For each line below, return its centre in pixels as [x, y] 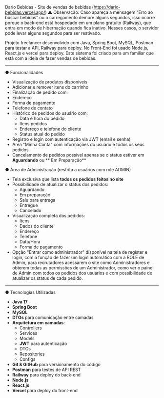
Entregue [29, 205]
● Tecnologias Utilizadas [31, 292]
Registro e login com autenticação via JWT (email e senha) [71, 139]
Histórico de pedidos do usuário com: [50, 113]
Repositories [32, 354]
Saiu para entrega [37, 200]
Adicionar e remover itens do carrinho [50, 87]
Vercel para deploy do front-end [45, 390]
